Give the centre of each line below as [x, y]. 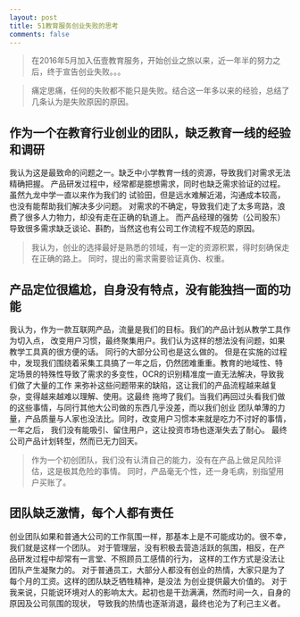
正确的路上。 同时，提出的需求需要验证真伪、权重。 [134, 259]
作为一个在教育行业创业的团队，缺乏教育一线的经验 [150, 133]
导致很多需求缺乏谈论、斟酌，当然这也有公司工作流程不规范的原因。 [134, 229]
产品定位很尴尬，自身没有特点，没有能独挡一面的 [144, 290]
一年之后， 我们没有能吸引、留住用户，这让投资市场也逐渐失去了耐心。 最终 [148, 430]
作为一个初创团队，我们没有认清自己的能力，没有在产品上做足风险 [152, 460]
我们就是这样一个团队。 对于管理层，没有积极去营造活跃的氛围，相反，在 [143, 547]
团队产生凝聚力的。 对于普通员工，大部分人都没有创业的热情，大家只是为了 [147, 570]
